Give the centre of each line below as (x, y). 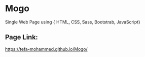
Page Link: (22, 37)
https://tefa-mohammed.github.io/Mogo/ (46, 49)
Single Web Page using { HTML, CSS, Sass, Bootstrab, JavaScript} (73, 22)
